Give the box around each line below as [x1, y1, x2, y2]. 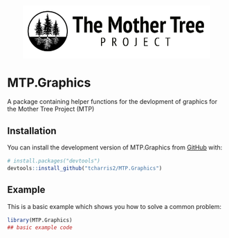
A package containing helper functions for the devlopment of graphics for [7, 98, 218, 106]
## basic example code [7, 223, 73, 231]
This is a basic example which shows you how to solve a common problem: [7, 202, 221, 210]
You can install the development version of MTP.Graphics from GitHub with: [7, 143, 223, 152]
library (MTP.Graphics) [7, 217, 73, 223]
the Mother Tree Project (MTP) [7, 105, 95, 113]
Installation [7, 125, 57, 136]
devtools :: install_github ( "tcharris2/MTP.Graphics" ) [7, 165, 163, 172]
